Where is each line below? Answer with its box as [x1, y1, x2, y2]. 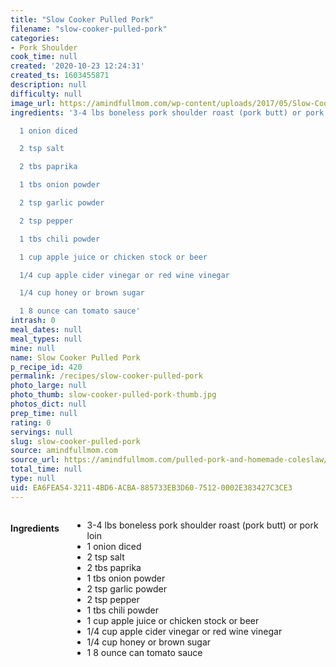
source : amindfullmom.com [10, 446, 118, 456]
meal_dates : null [10, 325, 83, 335]
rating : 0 [10, 417, 52, 428]
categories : [10, 33, 60, 43]
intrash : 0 [10, 316, 56, 326]
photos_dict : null [10, 399, 87, 409]
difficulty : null [10, 89, 83, 99]
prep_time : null [10, 408, 78, 418]
